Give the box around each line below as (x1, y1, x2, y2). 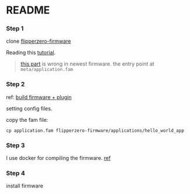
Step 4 (6, 169, 25, 177)
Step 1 (6, 25, 24, 33)
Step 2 (6, 80, 25, 89)
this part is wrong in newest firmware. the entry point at (20, 60, 155, 67)
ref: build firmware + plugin (6, 93, 72, 100)
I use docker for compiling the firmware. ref (6, 155, 111, 162)
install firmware (6, 182, 44, 189)
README (6, 4, 50, 17)
